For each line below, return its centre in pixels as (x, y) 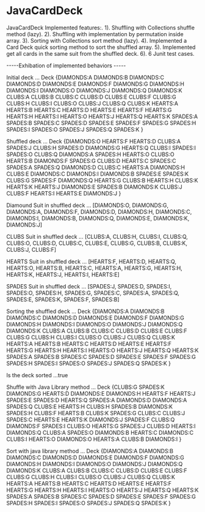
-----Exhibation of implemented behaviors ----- (66, 66)
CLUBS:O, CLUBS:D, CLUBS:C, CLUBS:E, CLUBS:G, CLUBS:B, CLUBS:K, (97, 243)
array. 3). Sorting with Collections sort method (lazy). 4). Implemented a (97, 40)
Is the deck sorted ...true (37, 375)
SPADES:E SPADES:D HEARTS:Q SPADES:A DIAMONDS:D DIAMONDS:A (97, 400)
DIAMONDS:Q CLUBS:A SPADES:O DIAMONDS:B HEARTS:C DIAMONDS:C (100, 432)
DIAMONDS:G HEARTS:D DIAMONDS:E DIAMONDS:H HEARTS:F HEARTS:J (101, 393)
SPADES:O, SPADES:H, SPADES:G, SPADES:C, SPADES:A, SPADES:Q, (93, 293)
